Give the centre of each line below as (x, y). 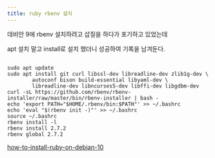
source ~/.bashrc (32, 116)
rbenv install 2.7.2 (37, 128)
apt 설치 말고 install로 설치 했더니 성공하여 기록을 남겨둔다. (86, 48)
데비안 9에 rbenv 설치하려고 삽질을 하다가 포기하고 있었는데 (87, 34)
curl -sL (20, 92)
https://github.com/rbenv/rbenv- (83, 92)
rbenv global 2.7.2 (35, 134)
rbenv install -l (32, 122)
